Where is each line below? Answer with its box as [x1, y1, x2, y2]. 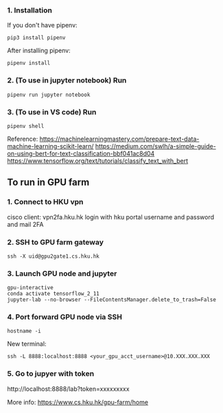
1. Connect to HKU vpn [7, 197, 84, 207]
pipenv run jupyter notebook [7, 91, 91, 98]
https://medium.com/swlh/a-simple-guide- [95, 142, 216, 150]
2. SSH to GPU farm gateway [7, 237, 104, 247]
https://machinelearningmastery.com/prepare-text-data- [39, 135, 200, 143]
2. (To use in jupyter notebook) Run [7, 76, 127, 85]
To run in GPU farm [7, 177, 90, 188]
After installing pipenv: [7, 47, 71, 55]
